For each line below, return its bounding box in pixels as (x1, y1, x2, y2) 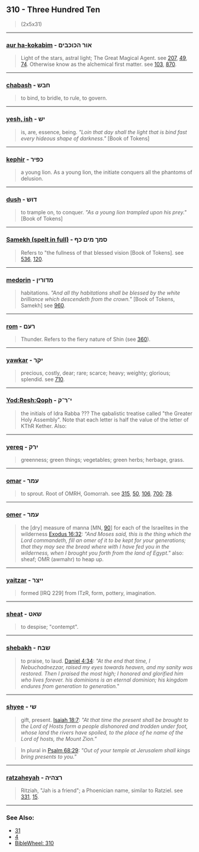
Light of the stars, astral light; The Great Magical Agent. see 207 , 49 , (20, 55, 188, 62)
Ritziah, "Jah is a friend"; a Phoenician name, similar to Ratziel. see (20, 787, 184, 794)
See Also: (6, 813, 34, 822)
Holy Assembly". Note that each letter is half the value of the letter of (20, 416, 189, 423)
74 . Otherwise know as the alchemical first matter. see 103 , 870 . (20, 61, 177, 68)
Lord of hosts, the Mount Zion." (20, 735, 97, 742)
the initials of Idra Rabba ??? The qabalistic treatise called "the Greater (20, 410, 192, 417)
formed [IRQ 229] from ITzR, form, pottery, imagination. (20, 589, 156, 596)
